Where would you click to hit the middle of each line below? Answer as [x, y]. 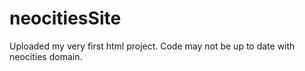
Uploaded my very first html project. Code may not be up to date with [152, 46]
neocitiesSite [65, 18]
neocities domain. [46, 56]
